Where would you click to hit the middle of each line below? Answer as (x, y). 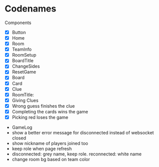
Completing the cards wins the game (50, 111)
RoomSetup (24, 55)
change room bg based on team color (51, 159)
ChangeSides (26, 66)
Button (19, 32)
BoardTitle (23, 61)
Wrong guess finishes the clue (43, 106)
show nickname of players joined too (50, 143)
